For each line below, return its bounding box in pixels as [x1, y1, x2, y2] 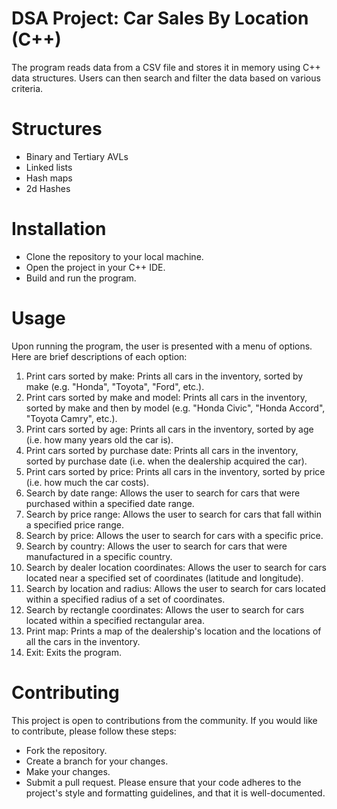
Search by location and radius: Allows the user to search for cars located [25, 582, 326, 594]
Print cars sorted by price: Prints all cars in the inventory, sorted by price [25, 465, 326, 477]
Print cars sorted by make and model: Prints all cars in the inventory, [25, 391, 308, 403]
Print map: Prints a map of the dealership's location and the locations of [25, 625, 322, 637]
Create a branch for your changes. [25, 755, 169, 767]
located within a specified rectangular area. [25, 614, 205, 626]
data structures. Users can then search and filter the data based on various [11, 72, 321, 84]
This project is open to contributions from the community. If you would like [11, 714, 318, 726]
